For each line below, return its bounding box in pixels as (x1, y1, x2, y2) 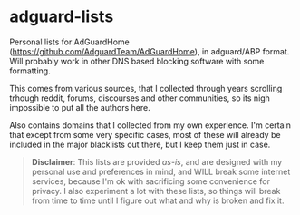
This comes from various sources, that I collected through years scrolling (9, 83, 283, 93)
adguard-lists (9, 6, 114, 27)
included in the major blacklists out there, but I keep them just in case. (9, 139, 271, 150)
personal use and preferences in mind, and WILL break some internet (31, 166, 291, 177)
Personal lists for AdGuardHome (9, 36, 130, 47)
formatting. (9, 65, 52, 76)
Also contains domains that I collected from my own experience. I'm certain (9, 120, 292, 131)
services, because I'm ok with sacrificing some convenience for (31, 175, 270, 187)
